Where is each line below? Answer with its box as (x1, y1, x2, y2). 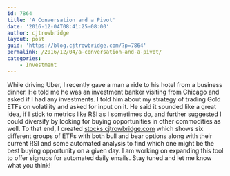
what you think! (7, 161, 51, 169)
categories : (7, 55, 41, 62)
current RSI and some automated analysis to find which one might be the (7, 139, 214, 147)
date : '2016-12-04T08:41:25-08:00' (7, 23, 110, 30)
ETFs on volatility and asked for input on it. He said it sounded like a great (7, 102, 216, 110)
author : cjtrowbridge (7, 29, 70, 37)
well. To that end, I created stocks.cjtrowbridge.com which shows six (7, 124, 204, 133)
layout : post (7, 36, 45, 43)
